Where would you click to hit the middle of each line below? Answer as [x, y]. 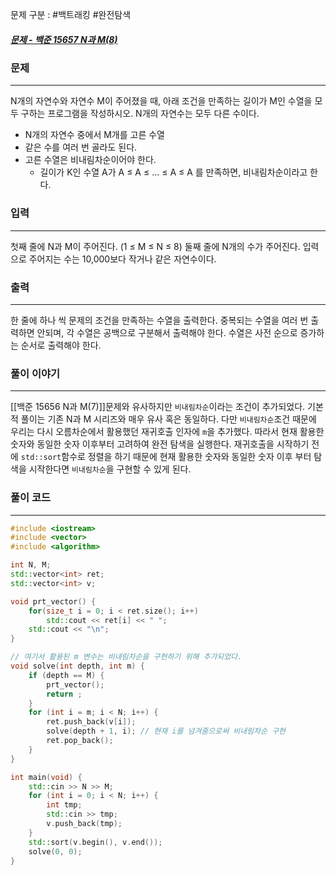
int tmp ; [64, 805]
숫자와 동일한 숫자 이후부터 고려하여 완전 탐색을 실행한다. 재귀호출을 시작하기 [160, 444]
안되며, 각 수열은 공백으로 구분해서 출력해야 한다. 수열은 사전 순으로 [167, 332]
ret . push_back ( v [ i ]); [91, 722]
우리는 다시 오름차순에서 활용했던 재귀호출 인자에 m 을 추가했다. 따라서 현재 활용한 [167, 432]
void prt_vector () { [53, 601]
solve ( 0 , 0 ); [55, 851]
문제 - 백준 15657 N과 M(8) [64, 39]
